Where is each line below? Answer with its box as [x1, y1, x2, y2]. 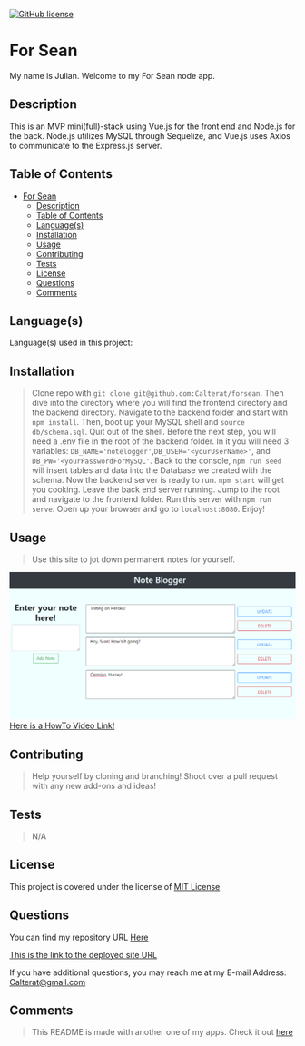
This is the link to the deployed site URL [9, 949, 157, 960]
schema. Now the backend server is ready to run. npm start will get [31, 475, 284, 486]
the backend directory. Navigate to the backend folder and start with [31, 407, 289, 418]
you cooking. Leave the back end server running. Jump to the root [31, 484, 280, 495]
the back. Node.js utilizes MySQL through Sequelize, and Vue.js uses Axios [9, 130, 290, 141]
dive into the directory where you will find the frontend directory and [31, 398, 288, 409]
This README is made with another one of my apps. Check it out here [31, 1027, 293, 1038]
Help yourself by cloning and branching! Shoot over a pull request [31, 771, 279, 782]
